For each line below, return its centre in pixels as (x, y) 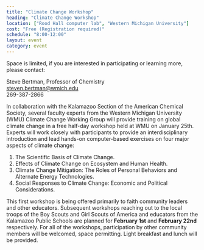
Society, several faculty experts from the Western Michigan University (94, 113)
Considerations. (35, 189)
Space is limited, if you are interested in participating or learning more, (94, 63)
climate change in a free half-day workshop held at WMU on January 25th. (100, 126)
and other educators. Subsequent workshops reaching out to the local (94, 207)
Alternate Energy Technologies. (55, 176)
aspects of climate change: (40, 145)
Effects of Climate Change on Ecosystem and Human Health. (91, 163)
